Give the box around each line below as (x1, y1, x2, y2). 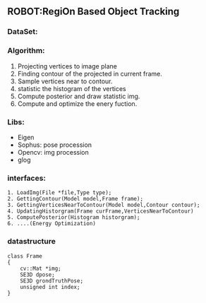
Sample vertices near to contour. (17, 77, 113, 85)
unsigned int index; (20, 283, 80, 290)
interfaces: (7, 173, 46, 183)
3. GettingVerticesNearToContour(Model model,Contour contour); (7, 201, 200, 209)
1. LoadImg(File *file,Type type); (7, 189, 112, 196)
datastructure (7, 237, 56, 246)
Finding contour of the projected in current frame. (17, 69, 162, 78)
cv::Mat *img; (20, 265, 61, 272)
